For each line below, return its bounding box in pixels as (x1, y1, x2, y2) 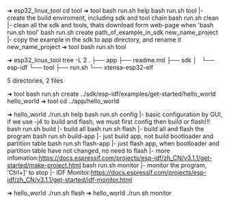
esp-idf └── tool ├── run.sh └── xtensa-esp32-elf (7, 64, 154, 71)
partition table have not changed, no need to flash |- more (7, 147, 171, 154)
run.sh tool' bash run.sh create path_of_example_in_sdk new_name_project (7, 28, 219, 36)
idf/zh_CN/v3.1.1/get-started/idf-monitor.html (7, 176, 133, 184)
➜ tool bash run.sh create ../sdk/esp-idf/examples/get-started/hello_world (7, 90, 217, 98)
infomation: (7, 154, 39, 162)
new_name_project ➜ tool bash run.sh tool (7, 43, 126, 51)
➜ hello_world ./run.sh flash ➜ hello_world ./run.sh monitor (7, 189, 172, 197)
